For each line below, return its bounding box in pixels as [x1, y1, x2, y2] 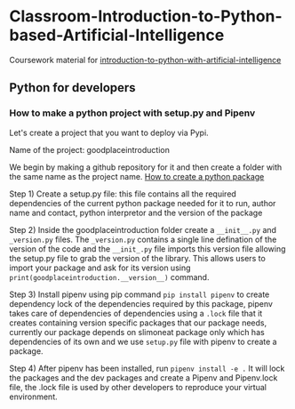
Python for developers [9, 80, 136, 95]
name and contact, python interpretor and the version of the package [9, 207, 263, 218]
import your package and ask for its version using [9, 262, 191, 273]
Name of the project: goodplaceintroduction [9, 144, 171, 155]
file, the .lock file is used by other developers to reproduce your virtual [9, 381, 267, 392]
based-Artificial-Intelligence [9, 25, 225, 45]
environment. [9, 391, 58, 402]
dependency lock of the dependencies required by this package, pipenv [9, 298, 274, 309]
